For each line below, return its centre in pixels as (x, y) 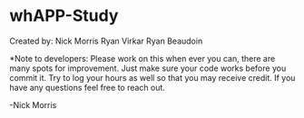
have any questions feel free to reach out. (88, 87)
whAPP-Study (64, 16)
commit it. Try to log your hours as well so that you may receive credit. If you (152, 77)
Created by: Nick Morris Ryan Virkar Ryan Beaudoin (106, 41)
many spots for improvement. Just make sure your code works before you (148, 68)
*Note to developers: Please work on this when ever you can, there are (142, 58)
